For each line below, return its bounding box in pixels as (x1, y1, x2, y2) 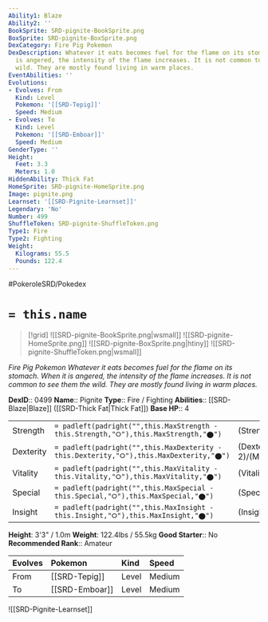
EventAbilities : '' (8, 71, 73, 79)
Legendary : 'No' (8, 205, 62, 213)
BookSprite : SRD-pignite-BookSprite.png (8, 26, 145, 34)
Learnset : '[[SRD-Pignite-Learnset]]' (8, 197, 137, 205)
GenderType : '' (8, 146, 59, 154)
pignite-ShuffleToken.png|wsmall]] (27, 347, 142, 357)
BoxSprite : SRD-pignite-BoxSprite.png (8, 34, 137, 42)
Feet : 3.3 (15, 161, 48, 169)
